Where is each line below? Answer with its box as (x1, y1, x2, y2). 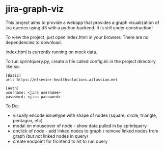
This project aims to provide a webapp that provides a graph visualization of (5, 20, 160, 25)
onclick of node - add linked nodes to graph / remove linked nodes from (12, 128, 159, 134)
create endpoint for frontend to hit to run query (12, 138, 108, 144)
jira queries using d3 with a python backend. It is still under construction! (5, 24, 153, 30)
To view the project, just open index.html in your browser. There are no (5, 34, 149, 40)
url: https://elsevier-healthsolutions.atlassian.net (5, 77, 118, 82)
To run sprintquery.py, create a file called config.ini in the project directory (5, 58, 156, 64)
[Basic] (5, 73, 22, 78)
